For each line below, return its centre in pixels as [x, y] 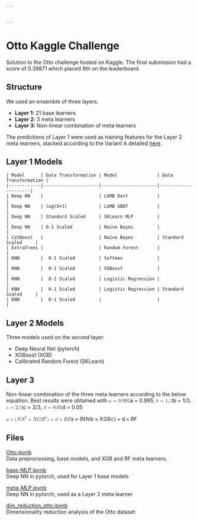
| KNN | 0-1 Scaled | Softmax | [83, 258]
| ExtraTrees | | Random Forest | [83, 248]
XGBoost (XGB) [33, 355]
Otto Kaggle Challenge [63, 46]
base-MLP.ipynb [26, 470]
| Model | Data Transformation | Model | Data [90, 175]
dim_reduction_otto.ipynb [37, 505]
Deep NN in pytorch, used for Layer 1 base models [67, 476]
